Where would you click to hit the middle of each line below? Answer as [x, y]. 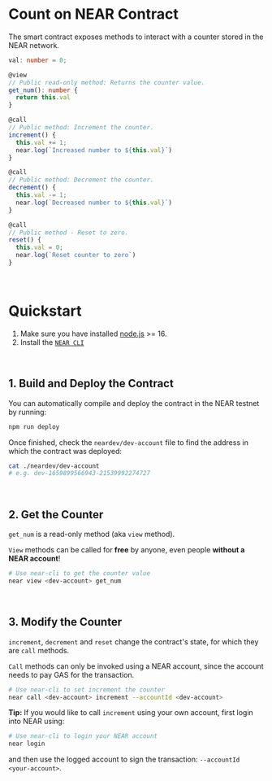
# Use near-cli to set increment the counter [86, 689]
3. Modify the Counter [65, 622]
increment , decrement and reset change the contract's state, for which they [134, 641]
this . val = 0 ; [39, 248]
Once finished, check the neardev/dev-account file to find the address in [129, 442]
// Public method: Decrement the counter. [81, 180]
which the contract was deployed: [65, 451]
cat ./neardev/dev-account [54, 466]
